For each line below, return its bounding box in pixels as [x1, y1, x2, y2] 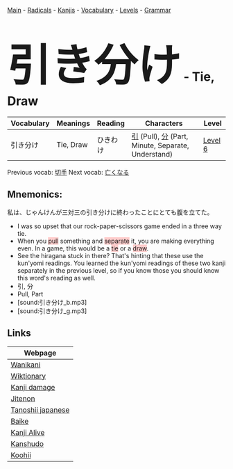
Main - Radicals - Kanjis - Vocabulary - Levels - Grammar [7, 6, 171, 14]
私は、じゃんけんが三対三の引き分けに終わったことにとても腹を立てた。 [7, 208, 214, 216]
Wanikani [10, 360, 41, 369]
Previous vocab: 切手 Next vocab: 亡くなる [7, 168, 130, 176]
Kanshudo [10, 438, 44, 448]
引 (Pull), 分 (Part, [131, 132, 189, 141]
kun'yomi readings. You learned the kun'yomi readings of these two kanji [17, 259, 226, 267]
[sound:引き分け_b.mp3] [17, 298, 87, 306]
